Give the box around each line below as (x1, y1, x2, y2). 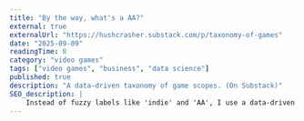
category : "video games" (9, 55, 104, 65)
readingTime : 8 (9, 47, 67, 56)
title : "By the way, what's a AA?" (9, 13, 145, 23)
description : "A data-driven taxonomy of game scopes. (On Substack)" (9, 81, 283, 90)
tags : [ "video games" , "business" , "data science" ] (9, 65, 209, 74)
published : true (9, 73, 71, 82)
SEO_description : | (9, 89, 84, 98)
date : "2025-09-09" (9, 38, 84, 48)
